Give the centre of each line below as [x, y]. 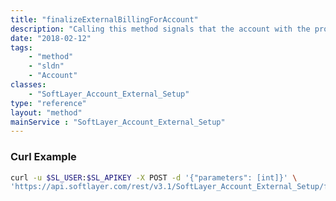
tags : [21, 47]
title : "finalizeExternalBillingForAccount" [104, 19]
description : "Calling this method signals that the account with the [160, 29]
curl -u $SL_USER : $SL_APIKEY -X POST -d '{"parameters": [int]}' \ [154, 177]
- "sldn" [46, 66]
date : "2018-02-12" [51, 38]
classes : [28, 85]
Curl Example [43, 157]
